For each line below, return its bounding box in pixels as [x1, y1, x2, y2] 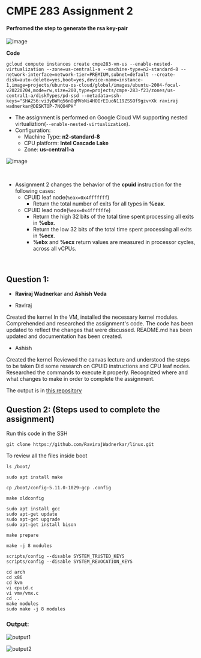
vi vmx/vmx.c [6, 591, 39, 597]
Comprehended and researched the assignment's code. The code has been [6, 320, 194, 327]
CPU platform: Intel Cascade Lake [23, 140, 109, 147]
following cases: [14, 187, 56, 195]
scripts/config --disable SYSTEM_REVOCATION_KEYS [6, 559, 133, 565]
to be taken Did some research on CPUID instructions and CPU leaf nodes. [6, 363, 191, 370]
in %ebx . [32, 219, 56, 227]
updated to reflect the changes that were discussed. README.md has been [6, 327, 193, 334]
